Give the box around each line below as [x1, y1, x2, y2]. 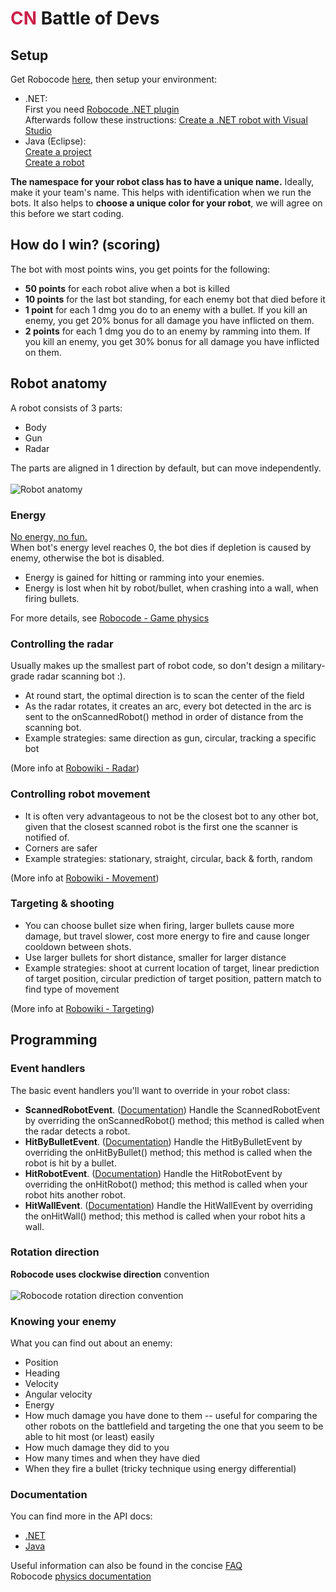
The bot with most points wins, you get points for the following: [10, 263, 271, 275]
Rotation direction [10, 1245, 100, 1259]
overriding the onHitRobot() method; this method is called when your [24, 1178, 308, 1190]
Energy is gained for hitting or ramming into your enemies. [24, 571, 265, 583]
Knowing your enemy [10, 1314, 117, 1328]
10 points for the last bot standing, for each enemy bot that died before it [24, 293, 326, 305]
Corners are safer [24, 842, 98, 854]
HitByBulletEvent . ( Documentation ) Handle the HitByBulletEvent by [24, 1135, 303, 1147]
